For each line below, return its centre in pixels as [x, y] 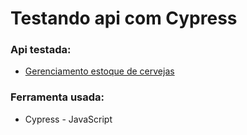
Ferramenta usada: [57, 97]
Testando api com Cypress [124, 18]
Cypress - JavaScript [68, 119]
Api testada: [41, 50]
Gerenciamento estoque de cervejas [99, 71]
